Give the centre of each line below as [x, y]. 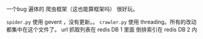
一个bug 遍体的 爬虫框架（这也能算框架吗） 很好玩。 [72, 9]
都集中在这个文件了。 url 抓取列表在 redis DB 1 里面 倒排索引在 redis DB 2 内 [102, 30]
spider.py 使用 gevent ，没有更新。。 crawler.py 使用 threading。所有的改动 [101, 22]
